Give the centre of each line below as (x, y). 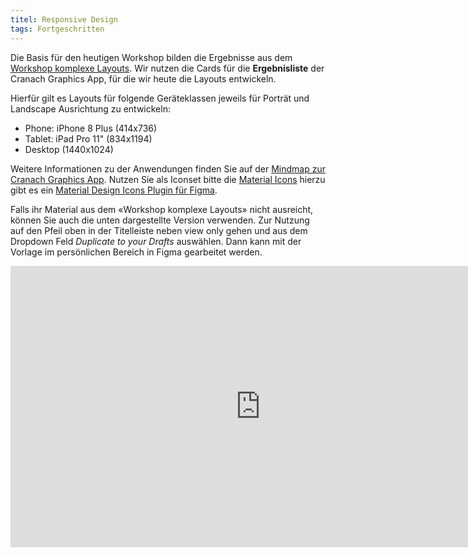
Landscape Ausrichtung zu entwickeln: (90, 108)
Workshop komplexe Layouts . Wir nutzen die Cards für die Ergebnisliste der (167, 68)
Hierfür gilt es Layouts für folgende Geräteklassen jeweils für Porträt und (160, 98)
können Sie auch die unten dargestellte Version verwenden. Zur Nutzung (160, 220)
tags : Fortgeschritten (57, 29)
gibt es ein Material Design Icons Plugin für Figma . (114, 190)
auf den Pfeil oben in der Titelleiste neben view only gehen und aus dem (159, 230)
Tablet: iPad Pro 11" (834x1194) (88, 138)
